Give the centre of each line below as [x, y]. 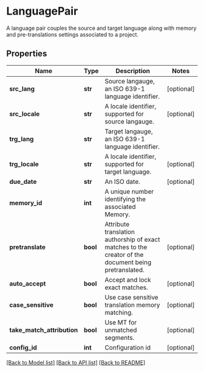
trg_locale [24, 164]
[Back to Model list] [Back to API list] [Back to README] [76, 362]
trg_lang [22, 139]
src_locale [25, 114]
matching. [119, 312]
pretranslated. [124, 270]
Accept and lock [128, 279]
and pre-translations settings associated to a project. [72, 34]
